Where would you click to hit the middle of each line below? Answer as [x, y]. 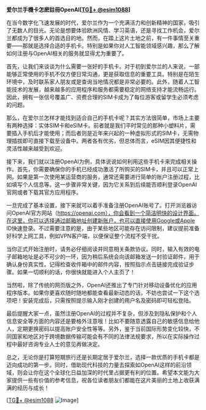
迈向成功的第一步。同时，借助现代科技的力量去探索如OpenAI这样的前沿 [97, 365]
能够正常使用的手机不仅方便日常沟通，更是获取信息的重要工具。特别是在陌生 [103, 74]
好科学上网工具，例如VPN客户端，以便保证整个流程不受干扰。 [85, 236]
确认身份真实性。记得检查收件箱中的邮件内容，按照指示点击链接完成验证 [97, 264]
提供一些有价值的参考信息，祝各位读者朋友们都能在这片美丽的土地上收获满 [105, 380]
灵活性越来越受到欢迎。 [36, 149]
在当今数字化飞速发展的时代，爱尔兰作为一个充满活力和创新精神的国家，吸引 [103, 23]
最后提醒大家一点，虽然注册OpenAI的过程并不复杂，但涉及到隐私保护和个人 [102, 313]
